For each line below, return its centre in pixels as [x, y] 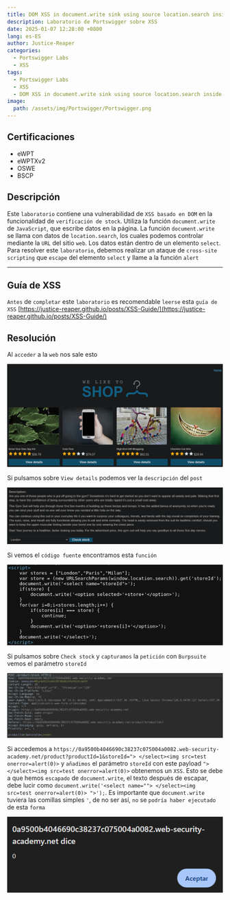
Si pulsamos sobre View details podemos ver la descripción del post [105, 477]
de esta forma [26, 807]
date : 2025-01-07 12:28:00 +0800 [55, 29]
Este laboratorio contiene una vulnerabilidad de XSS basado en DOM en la [110, 213]
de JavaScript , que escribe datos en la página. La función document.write [111, 228]
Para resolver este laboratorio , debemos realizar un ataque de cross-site [112, 250]
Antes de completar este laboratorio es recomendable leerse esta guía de [112, 302]
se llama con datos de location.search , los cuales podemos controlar [105, 235]
